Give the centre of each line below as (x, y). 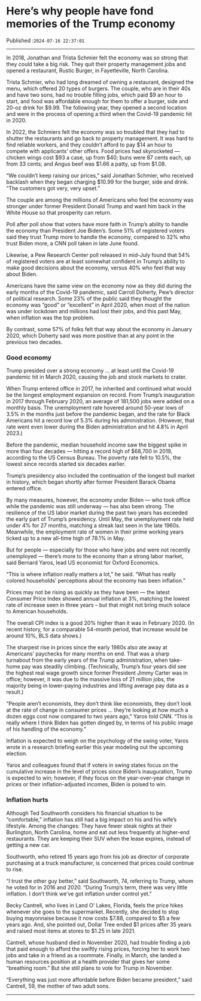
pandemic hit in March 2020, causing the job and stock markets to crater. (97, 377)
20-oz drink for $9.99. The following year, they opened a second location (97, 107)
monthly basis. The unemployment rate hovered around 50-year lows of (95, 408)
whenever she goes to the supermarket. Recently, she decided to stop (93, 912)
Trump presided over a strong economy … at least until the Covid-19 (90, 371)
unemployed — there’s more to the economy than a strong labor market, (95, 556)
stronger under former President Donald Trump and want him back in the (96, 206)
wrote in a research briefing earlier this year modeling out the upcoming (95, 747)
